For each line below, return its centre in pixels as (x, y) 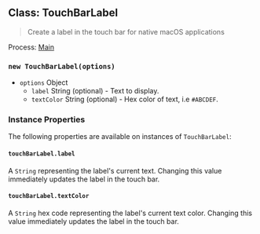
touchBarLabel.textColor (49, 196)
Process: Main (31, 47)
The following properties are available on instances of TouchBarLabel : (120, 137)
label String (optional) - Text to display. (95, 91)
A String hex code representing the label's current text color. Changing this (130, 213)
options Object (44, 82)
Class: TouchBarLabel (63, 13)
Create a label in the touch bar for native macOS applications (126, 31)
